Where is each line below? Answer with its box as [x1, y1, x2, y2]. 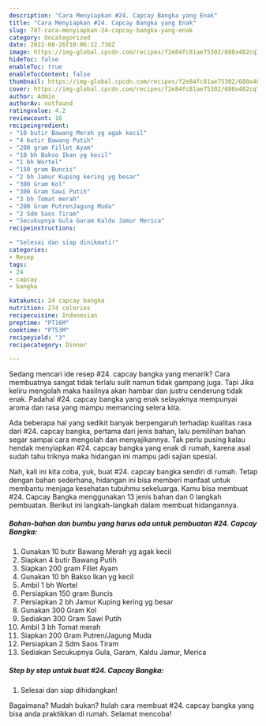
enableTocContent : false [9, 70, 91, 78]
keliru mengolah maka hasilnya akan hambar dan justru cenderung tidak [9, 386, 243, 395]
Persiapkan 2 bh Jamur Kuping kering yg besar [20, 597, 174, 607]
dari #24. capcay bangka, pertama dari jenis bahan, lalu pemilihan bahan [9, 427, 245, 436]
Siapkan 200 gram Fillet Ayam [20, 563, 118, 573]
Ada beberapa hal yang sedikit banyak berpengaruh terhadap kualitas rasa [9, 418, 252, 428]
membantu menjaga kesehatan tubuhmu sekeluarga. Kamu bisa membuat [9, 484, 249, 493]
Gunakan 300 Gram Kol [20, 605, 97, 616]
